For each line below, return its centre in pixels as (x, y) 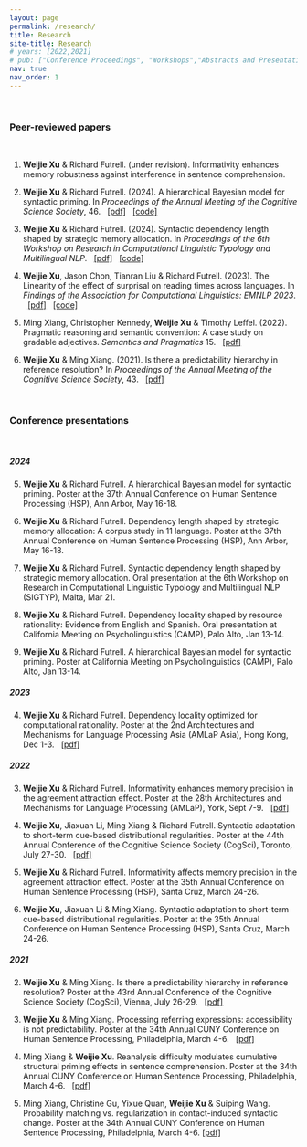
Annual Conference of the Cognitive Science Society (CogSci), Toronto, (158, 845)
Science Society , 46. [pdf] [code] (90, 212)
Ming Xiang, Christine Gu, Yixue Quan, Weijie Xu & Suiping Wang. (146, 1104)
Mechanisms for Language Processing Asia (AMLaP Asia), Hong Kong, (156, 735)
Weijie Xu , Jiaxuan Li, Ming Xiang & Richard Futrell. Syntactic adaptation (159, 826)
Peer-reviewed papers (60, 127)
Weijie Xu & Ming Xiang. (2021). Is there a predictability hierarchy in (150, 360)
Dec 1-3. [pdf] (51, 744)
